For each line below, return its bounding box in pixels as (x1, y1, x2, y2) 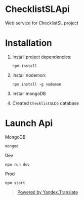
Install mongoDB (12, 91, 46, 97)
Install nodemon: (12, 72, 46, 78)
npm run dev (5, 162, 30, 167)
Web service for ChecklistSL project (5, 20, 79, 26)
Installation (5, 37, 52, 49)
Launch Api (5, 118, 53, 129)
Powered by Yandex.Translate (17, 189, 78, 195)
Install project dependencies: (12, 54, 72, 60)
